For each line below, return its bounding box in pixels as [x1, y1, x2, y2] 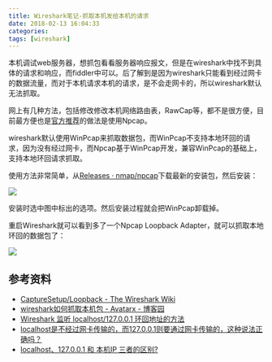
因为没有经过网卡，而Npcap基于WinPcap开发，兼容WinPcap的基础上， [22, 143, 261, 153]
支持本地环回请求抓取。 [8, 154, 87, 164]
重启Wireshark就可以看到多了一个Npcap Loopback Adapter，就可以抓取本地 [8, 220, 264, 230]
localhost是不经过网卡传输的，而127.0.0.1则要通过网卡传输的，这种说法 [19, 325, 256, 334]
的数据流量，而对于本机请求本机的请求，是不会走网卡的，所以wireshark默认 [8, 78, 262, 88]
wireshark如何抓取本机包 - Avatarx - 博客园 [19, 304, 165, 314]
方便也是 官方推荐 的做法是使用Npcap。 [22, 116, 152, 126]
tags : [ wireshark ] [8, 34, 71, 43]
